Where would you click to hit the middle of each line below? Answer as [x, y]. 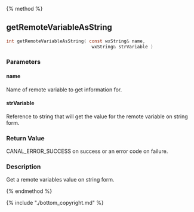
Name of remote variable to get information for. [64, 90]
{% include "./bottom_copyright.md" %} [55, 203]
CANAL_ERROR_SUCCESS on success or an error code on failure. [87, 151]
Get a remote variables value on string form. [60, 180]
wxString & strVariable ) [122, 47]
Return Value [25, 138]
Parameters [23, 62]
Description [24, 167]
